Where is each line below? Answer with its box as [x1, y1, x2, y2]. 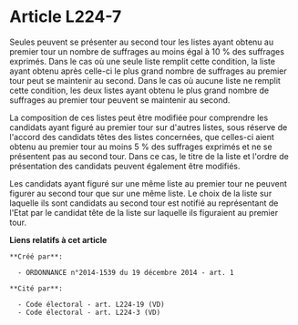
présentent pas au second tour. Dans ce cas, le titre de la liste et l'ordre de [9, 150, 289, 161]
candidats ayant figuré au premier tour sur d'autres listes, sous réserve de [9, 121, 288, 133]
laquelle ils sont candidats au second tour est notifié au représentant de [9, 198, 279, 208]
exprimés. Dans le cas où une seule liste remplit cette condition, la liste [9, 56, 276, 66]
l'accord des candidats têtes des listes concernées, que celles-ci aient [9, 131, 275, 142]
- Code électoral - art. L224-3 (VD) [17, 308, 161, 317]
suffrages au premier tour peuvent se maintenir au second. [9, 94, 231, 106]
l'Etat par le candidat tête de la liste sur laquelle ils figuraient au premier [9, 207, 279, 218]
